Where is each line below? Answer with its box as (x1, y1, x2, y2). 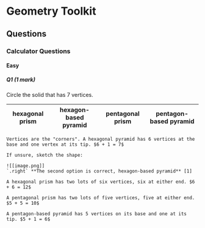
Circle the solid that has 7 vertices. (6, 91, 93, 99)
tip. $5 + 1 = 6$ (6, 216, 51, 223)
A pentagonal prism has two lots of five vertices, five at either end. (6, 195, 195, 201)
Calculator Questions (6, 47, 71, 55)
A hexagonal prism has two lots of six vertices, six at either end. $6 (6, 179, 195, 185)
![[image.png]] (6, 163, 45, 169)
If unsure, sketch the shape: (6, 152, 84, 159)
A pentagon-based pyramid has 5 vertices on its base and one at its (6, 211, 187, 217)
